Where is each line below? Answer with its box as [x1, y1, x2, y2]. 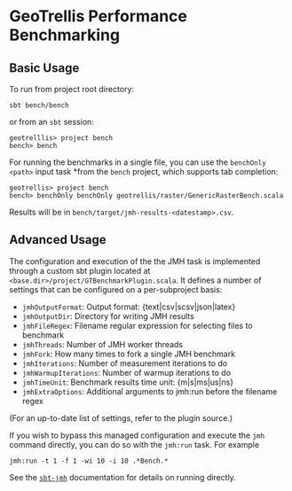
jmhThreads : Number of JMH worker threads [21, 339, 184, 349]
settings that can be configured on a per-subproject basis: [9, 284, 223, 294]
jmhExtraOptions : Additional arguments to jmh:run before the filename [21, 386, 278, 396]
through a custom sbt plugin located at [9, 265, 151, 276]
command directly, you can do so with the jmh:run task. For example [9, 439, 260, 449]
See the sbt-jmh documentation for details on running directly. [9, 472, 237, 482]
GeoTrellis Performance [9, 6, 188, 27]
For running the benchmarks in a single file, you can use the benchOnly [9, 157, 266, 168]
